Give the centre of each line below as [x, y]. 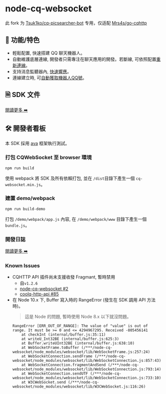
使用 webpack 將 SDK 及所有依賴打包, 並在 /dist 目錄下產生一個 [70, 178]
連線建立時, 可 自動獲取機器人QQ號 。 [50, 78]
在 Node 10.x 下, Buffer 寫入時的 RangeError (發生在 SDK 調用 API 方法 [84, 300]
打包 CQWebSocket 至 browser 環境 [49, 157]
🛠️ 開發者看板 [26, 128]
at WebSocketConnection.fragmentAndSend [64, 365]
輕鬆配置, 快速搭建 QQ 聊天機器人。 [49, 53]
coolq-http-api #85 [39, 294]
